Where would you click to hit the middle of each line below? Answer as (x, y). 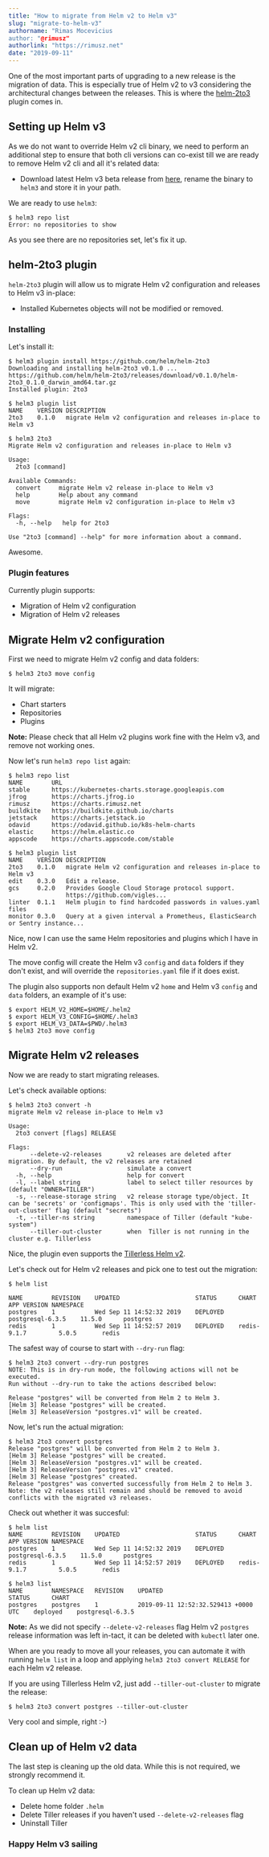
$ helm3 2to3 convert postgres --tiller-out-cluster (98, 1707)
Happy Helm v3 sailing (53, 1843)
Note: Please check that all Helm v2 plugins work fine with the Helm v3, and (134, 737)
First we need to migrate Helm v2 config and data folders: (104, 659)
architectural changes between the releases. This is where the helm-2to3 (129, 93)
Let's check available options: (57, 1090)
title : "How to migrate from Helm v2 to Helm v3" (93, 16)
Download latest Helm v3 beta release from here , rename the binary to (137, 178)
